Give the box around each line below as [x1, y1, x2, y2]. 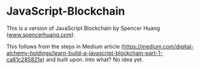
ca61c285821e [6, 56, 43, 63]
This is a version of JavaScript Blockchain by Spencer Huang [6, 24, 160, 32]
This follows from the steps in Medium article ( [6, 43, 124, 50]
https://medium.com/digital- [123, 43, 194, 50]
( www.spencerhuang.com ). [6, 31, 75, 38]
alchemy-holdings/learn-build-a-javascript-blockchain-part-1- [6, 49, 163, 56]
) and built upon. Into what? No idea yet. [42, 56, 144, 63]
